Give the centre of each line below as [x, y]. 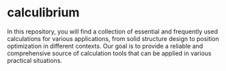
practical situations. [35, 60]
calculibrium [43, 13]
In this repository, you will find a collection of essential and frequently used [113, 31]
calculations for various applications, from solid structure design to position [113, 38]
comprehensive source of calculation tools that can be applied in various [109, 53]
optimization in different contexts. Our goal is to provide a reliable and [105, 46]
